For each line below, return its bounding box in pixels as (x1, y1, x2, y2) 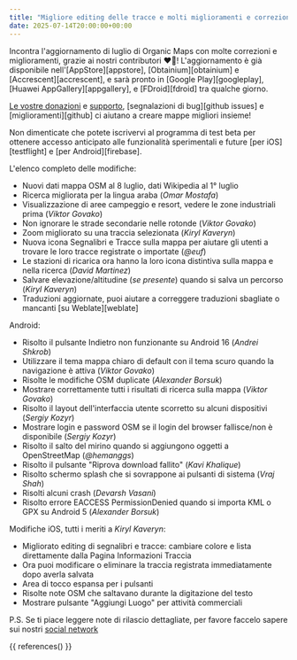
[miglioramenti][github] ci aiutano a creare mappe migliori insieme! (9, 110, 252, 120)
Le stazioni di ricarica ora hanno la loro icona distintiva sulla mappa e (21, 255, 274, 266)
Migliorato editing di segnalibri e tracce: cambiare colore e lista (21, 540, 252, 551)
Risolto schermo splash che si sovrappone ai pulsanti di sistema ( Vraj (21, 469, 275, 479)
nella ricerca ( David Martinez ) (21, 265, 131, 276)
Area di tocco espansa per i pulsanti (21, 578, 154, 589)
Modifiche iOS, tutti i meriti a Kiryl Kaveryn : (9, 524, 166, 534)
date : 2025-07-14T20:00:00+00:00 (9, 21, 133, 30)
